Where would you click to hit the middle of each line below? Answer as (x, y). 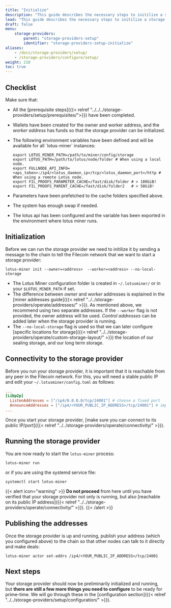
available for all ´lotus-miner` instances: (54, 145)
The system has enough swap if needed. (55, 205)
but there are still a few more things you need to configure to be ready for (84, 589)
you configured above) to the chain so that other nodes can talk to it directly (85, 541)
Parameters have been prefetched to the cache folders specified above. (88, 195)
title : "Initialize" (27, 10)
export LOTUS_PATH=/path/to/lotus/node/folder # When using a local (87, 159)
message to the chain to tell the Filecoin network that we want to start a (80, 254)
